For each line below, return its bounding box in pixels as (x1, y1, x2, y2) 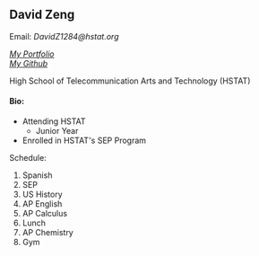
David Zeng (9, 7, 75, 22)
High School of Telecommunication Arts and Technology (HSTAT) (9, 75, 251, 86)
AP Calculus (22, 208, 68, 219)
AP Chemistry (22, 227, 73, 238)
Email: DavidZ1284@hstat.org (9, 31, 119, 41)
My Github (9, 57, 48, 68)
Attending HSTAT (22, 116, 87, 127)
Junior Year (35, 126, 79, 137)
